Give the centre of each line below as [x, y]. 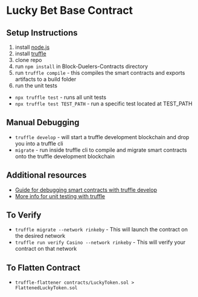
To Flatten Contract [43, 268]
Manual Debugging [43, 123]
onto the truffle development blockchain [65, 156]
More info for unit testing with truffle [60, 196]
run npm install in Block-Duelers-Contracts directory [81, 66]
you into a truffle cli [39, 143]
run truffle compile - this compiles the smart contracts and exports [100, 73]
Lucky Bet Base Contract [70, 11]
